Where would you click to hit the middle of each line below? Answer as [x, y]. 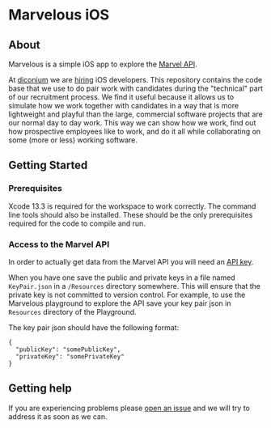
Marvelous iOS [59, 15]
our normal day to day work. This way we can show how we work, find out [132, 123]
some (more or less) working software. [73, 140]
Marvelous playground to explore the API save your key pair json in [120, 303]
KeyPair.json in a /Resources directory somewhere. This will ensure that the [135, 286]
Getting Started [48, 165]
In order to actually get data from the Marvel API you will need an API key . [131, 261]
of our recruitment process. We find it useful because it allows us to [121, 97]
